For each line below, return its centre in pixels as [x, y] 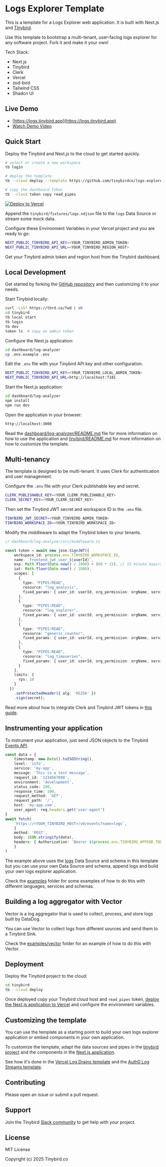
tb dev [12, 327]
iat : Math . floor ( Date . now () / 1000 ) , [53, 569]
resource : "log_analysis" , [51, 587]
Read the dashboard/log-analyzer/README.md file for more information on [81, 433]
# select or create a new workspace [43, 163]
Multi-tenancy [28, 460]
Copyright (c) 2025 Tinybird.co [37, 1159]
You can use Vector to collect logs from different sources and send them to [82, 928]
